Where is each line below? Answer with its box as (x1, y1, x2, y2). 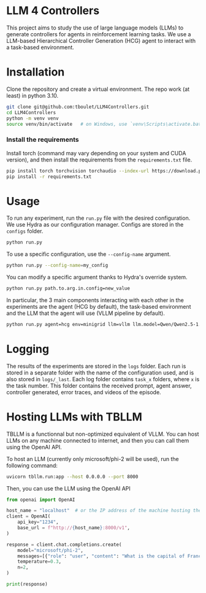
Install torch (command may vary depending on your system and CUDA (6, 149, 186, 157)
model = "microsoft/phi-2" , (17, 547, 84, 553)
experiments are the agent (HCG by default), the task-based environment (6, 303, 191, 310)
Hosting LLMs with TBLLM (6, 409, 143, 424)
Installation (6, 65, 65, 79)
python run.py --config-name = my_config (6, 262, 109, 269)
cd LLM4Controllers (6, 109, 56, 115)
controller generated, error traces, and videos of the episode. (6, 388, 161, 396)
